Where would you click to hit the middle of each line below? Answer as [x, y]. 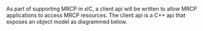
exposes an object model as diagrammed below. [67, 22]
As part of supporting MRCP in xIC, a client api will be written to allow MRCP [102, 9]
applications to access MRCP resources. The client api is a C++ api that [96, 15]
